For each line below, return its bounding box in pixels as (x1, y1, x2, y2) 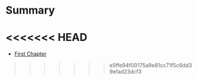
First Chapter (14, 50, 47, 57)
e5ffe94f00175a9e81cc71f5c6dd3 (109, 62, 192, 69)
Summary (5, 4, 55, 17)
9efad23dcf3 (109, 68, 142, 75)
